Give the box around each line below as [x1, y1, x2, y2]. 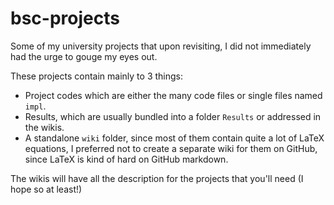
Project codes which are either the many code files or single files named [24, 89, 323, 101]
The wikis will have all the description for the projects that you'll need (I [10, 172, 304, 184]
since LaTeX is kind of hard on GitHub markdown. [24, 153, 229, 165]
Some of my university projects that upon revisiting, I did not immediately [10, 40, 312, 52]
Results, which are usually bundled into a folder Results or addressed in [24, 110, 322, 122]
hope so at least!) [10, 183, 83, 195]
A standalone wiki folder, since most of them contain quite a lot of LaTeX [24, 132, 325, 144]
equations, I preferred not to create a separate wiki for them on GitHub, [24, 142, 318, 154]
